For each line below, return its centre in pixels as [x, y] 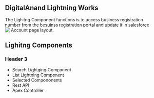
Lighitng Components [39, 45]
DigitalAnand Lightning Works [52, 8]
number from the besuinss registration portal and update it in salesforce [77, 25]
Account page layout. [32, 30]
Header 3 [16, 59]
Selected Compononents [37, 80]
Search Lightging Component [42, 69]
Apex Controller [28, 90]
